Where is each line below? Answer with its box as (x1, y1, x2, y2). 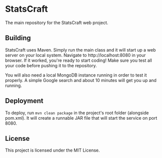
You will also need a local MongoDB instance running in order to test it (5, 72, 147, 78)
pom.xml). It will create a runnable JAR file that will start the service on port (5, 115, 158, 121)
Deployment (5, 97, 44, 105)
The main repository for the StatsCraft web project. (5, 20, 108, 26)
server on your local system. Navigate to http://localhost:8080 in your (5, 52, 146, 58)
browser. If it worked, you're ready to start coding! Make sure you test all (5, 57, 152, 63)
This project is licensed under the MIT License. (5, 147, 100, 153)
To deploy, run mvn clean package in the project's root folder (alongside (5, 109, 149, 116)
